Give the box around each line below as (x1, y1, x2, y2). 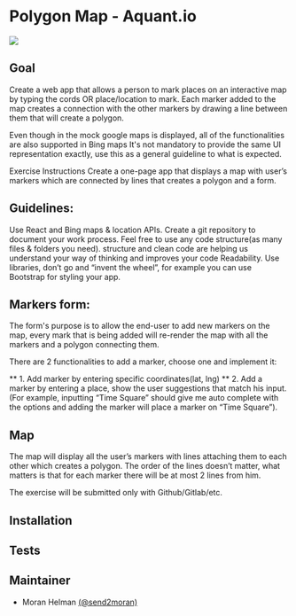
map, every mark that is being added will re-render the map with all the (9, 330, 269, 340)
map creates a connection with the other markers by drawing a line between (9, 103, 288, 113)
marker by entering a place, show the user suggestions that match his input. (9, 383, 287, 394)
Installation (9, 512, 73, 528)
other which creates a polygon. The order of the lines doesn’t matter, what (9, 461, 281, 472)
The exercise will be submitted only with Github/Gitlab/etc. (9, 487, 223, 498)
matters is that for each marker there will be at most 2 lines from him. (9, 470, 261, 480)
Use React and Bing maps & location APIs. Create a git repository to (9, 224, 256, 235)
